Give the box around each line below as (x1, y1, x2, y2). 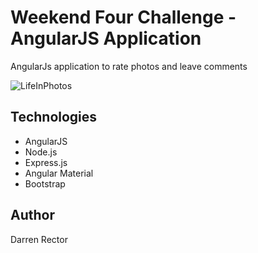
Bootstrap (24, 177, 66, 190)
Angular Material (24, 167, 94, 179)
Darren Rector (10, 233, 68, 245)
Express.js (24, 156, 68, 168)
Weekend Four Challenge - (10, 6, 237, 29)
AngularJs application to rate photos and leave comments (10, 60, 248, 72)
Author (10, 207, 55, 224)
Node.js (24, 146, 58, 158)
